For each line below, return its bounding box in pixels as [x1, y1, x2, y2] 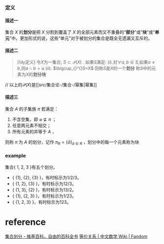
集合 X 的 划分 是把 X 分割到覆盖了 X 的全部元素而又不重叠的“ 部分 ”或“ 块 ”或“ [5, 29, 155, 35]
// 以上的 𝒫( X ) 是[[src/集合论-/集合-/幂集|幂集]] [5, 82, 97, 88]
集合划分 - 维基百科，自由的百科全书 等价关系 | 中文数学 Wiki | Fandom [5, 233, 148, 239]
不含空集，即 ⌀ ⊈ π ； [12, 116, 57, 122]
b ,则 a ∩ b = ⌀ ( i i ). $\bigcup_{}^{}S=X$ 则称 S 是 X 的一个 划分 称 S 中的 [17, 65, 152, 72]
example [5, 152, 26, 159]
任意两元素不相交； [12, 122, 51, 128]
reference [5, 217, 46, 227]
